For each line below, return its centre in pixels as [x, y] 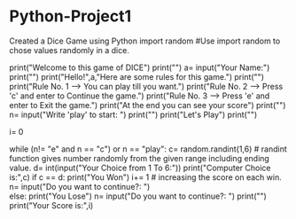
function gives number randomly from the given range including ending [140, 158]
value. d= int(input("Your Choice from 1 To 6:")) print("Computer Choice [140, 168]
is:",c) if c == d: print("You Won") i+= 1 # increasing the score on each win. [145, 177]
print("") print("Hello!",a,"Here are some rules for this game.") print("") [136, 76]
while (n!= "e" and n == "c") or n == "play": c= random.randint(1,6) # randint [148, 149]
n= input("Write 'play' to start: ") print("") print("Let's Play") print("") [133, 114]
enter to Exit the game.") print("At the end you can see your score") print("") [148, 105]
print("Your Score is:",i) [51, 205]
